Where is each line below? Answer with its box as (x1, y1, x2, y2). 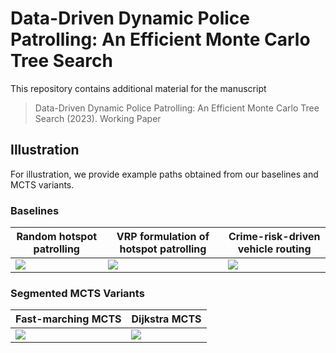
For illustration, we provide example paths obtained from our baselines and (10, 168, 319, 180)
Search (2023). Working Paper (34, 112, 162, 124)
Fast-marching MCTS (15, 312, 122, 326)
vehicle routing (237, 242, 312, 256)
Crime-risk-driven (228, 230, 321, 244)
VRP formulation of (116, 230, 210, 244)
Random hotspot (16, 230, 98, 244)
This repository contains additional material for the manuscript (10, 82, 267, 94)
